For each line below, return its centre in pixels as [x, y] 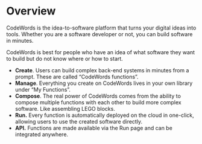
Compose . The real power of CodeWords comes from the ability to [98, 96]
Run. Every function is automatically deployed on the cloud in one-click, [104, 115]
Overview [31, 11]
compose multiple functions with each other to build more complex [98, 102]
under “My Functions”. [43, 89]
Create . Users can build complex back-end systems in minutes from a [102, 70]
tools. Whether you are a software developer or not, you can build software [99, 34]
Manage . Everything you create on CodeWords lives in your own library [104, 83]
